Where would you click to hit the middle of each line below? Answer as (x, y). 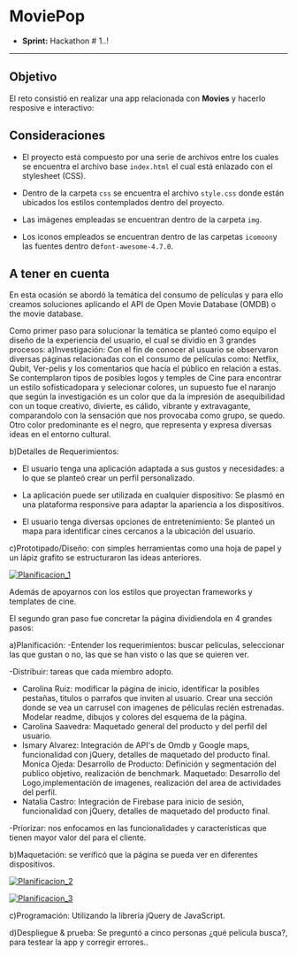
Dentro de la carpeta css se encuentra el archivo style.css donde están (153, 193)
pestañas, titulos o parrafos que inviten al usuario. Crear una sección (148, 698)
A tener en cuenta (60, 273)
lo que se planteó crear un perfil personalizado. (108, 478)
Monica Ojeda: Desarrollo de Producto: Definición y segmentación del (149, 764)
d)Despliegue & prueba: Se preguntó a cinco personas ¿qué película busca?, (148, 933)
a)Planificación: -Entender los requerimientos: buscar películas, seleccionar (147, 645)
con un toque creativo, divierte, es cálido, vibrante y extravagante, (130, 406)
